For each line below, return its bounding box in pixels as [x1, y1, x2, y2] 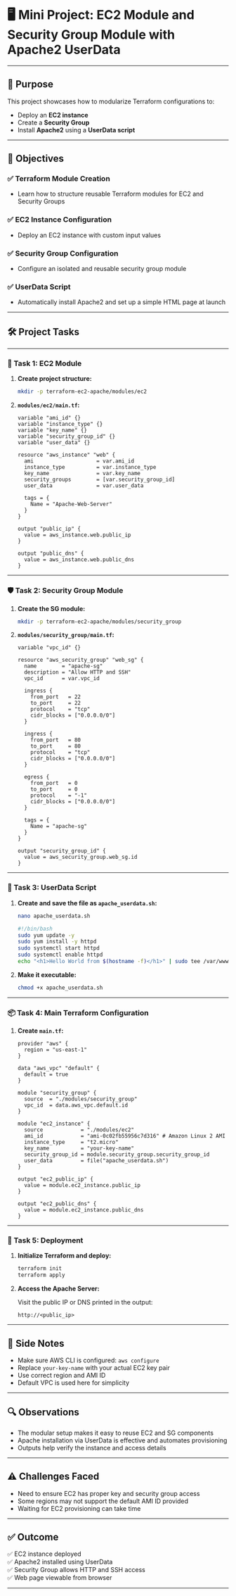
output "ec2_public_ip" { [17, 1176, 93, 1183]
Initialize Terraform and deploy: [17, 1252, 112, 1260]
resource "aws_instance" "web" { [17, 451, 116, 459]
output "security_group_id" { [17, 848, 107, 855]
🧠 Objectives [7, 153, 65, 165]
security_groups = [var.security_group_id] [24, 476, 176, 484]
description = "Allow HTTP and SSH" [24, 669, 131, 676]
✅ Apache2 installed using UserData [7, 1558, 113, 1566]
